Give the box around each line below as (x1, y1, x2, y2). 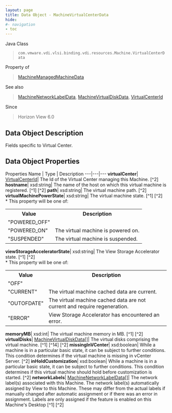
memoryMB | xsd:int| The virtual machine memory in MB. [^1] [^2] (5, 330, 143, 337)
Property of (5, 64, 30, 70)
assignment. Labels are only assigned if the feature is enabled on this (5, 396, 152, 402)
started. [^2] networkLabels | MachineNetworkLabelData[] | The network (5, 374, 158, 380)
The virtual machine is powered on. (55, 227, 140, 234)
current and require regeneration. (48, 303, 129, 310)
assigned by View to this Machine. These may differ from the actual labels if (5, 385, 165, 391)
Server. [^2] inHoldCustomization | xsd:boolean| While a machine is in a (5, 358, 157, 364)
